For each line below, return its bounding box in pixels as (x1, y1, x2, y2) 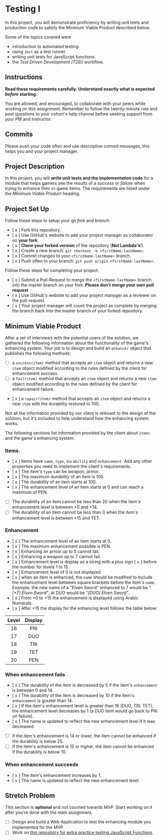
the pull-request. (12, 297, 46, 303)
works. (5, 420, 19, 426)
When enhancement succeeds (5, 761, 79, 768)
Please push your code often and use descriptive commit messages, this (5, 143, 150, 149)
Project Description (5, 162, 65, 171)
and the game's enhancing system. (5, 435, 75, 441)
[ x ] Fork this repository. (12, 227, 61, 233)
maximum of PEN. (12, 490, 48, 495)
